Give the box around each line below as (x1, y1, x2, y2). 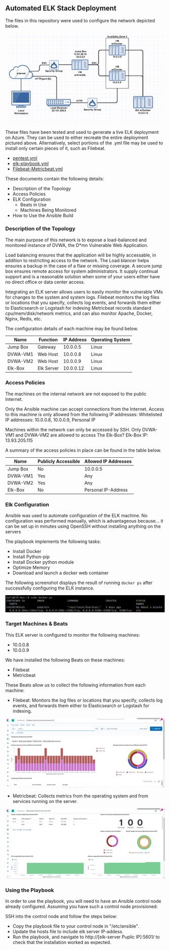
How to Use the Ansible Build (12, 212, 73, 218)
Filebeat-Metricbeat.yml (12, 166, 63, 172)
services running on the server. (12, 798, 78, 805)
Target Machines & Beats (5, 620, 68, 628)
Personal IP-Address (84, 487, 128, 493)
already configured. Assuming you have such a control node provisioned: (5, 903, 158, 909)
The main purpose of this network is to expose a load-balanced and (5, 237, 147, 243)
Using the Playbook (5, 887, 54, 894)
